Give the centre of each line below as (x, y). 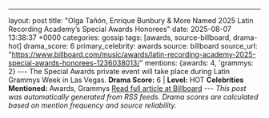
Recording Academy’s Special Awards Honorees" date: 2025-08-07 (120, 29)
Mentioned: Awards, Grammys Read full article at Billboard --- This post (127, 88)
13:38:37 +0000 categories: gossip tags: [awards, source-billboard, (120, 37)
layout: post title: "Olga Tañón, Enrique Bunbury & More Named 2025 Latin (131, 20)
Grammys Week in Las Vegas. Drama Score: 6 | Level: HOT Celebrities (126, 80)
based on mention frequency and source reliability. (92, 105)
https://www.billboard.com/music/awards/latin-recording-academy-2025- (134, 54)
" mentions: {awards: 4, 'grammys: (197, 63)
